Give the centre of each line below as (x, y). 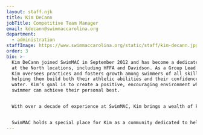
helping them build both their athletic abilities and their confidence (105, 79)
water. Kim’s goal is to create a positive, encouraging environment (101, 85)
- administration (34, 40)
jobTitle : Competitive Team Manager (52, 23)
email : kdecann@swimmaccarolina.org (52, 29)
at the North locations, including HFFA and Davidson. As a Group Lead (104, 68)
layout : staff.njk (29, 12)
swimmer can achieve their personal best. (66, 90)
